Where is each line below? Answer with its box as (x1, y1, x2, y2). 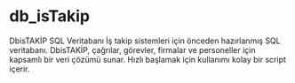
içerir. (9, 64, 30, 74)
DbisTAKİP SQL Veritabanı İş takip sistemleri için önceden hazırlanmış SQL (9, 35, 282, 46)
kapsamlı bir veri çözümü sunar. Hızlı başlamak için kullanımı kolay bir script (9, 54, 287, 64)
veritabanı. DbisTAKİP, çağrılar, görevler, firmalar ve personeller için (9, 44, 256, 55)
